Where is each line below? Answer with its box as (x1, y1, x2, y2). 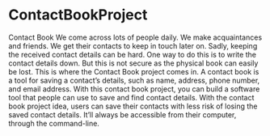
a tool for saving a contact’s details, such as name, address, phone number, (8, 75, 260, 85)
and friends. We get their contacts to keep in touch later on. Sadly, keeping (8, 40, 258, 50)
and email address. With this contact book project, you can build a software (8, 83, 260, 94)
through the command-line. (8, 118, 99, 128)
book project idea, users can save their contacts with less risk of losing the (8, 101, 258, 111)
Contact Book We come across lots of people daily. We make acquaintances (8, 32, 263, 42)
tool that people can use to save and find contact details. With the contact (8, 92, 255, 102)
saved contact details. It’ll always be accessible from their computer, (8, 109, 237, 119)
